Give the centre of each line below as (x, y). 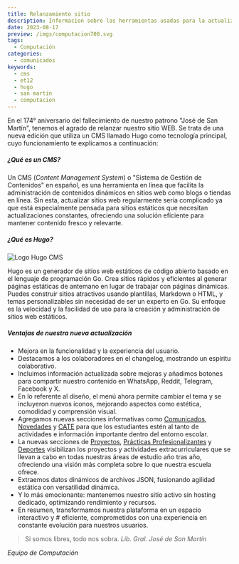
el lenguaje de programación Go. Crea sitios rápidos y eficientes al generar (117, 278)
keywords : (22, 67)
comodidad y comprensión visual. (67, 411)
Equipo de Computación (43, 553)
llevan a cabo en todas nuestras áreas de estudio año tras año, (110, 456)
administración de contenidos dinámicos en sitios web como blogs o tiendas (119, 193)
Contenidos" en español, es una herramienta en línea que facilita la (106, 185)
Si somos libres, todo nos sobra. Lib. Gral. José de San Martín (116, 538)
